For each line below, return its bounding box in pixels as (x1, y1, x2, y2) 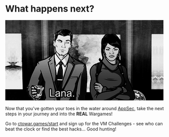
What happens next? (5, 3, 95, 15)
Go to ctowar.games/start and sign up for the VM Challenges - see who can (5, 120, 163, 126)
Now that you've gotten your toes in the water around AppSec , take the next (5, 105, 164, 111)
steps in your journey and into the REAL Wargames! (5, 111, 113, 117)
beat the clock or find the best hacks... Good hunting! (5, 126, 116, 132)
